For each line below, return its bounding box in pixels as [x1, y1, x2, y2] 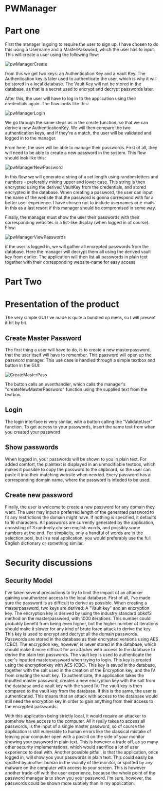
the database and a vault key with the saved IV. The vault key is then [5, 683, 143, 689]
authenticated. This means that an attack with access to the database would [5, 693, 158, 699]
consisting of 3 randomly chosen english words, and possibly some [5, 524, 140, 530]
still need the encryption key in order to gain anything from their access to [5, 698, 153, 704]
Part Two [5, 276, 42, 288]
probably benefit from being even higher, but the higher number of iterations [5, 620, 158, 626]
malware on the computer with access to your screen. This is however [5, 765, 146, 771]
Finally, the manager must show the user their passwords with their [5, 214, 140, 220]
